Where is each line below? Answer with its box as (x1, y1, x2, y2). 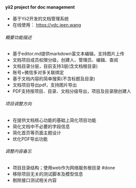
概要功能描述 (5, 34, 32, 40)
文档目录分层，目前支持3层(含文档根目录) (12, 63, 98, 69)
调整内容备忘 (5, 148, 32, 154)
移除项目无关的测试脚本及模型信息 (12, 170, 83, 177)
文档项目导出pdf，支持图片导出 (12, 82, 77, 88)
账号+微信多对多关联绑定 (12, 69, 64, 75)
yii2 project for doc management (5, 4, 75, 10)
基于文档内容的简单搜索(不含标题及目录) (12, 75, 95, 82)
